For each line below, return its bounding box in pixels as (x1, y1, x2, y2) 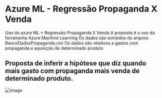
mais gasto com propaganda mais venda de (5, 67, 140, 75)
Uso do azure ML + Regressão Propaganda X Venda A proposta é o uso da (5, 30, 155, 35)
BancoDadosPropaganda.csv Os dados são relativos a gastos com (5, 40, 139, 46)
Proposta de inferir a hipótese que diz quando (5, 59, 146, 67)
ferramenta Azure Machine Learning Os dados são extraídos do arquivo (5, 35, 149, 41)
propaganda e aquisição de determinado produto (5, 45, 104, 51)
